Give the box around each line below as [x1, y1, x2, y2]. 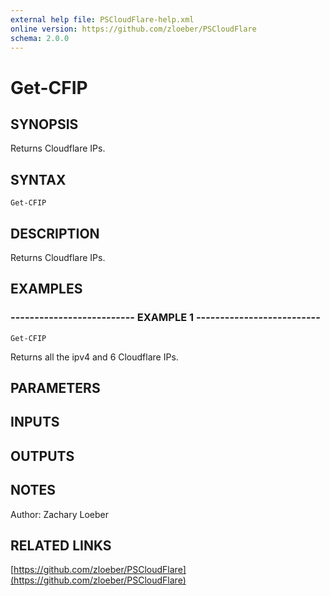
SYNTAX [10, 171, 67, 188]
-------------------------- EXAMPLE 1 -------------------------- [10, 311, 321, 325]
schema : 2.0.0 [10, 33, 70, 43]
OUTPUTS [10, 447, 75, 465]
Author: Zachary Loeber [10, 508, 110, 520]
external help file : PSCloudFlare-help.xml [10, 14, 195, 25]
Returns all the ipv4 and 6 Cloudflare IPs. [10, 351, 179, 363]
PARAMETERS [10, 380, 101, 397]
